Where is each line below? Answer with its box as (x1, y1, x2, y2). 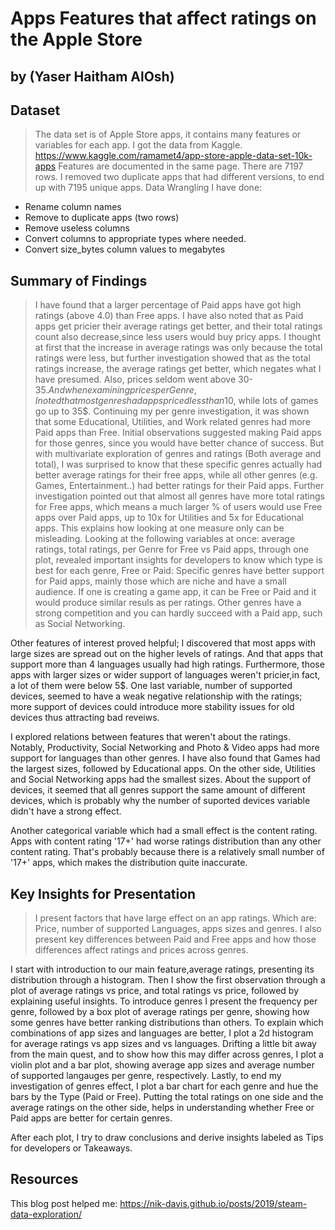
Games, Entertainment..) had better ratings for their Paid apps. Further (34, 480, 325, 492)
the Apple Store (10, 28, 143, 51)
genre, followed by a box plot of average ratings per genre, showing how (10, 1006, 310, 1018)
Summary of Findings (10, 272, 148, 289)
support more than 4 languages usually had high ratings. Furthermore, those (10, 658, 325, 671)
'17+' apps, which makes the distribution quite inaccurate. (10, 857, 248, 869)
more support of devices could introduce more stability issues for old (10, 701, 295, 713)
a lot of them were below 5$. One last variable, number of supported (10, 680, 293, 692)
